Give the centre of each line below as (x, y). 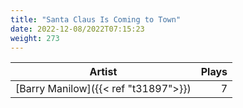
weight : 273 (35, 38)
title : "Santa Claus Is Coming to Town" (96, 19)
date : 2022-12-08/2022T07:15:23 (77, 29)
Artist (103, 72)
